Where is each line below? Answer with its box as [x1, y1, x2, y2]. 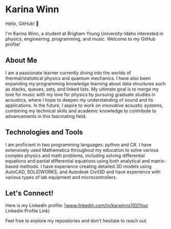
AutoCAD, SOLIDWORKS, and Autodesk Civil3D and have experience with [5, 169, 161, 175]
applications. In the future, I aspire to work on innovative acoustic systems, [5, 102, 163, 108]
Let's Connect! [5, 189, 54, 197]
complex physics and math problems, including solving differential [5, 152, 145, 158]
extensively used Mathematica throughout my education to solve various [5, 147, 159, 153]
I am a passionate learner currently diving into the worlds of [5, 70, 132, 76]
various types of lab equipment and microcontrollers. [5, 174, 117, 180]
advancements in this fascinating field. [5, 113, 87, 119]
